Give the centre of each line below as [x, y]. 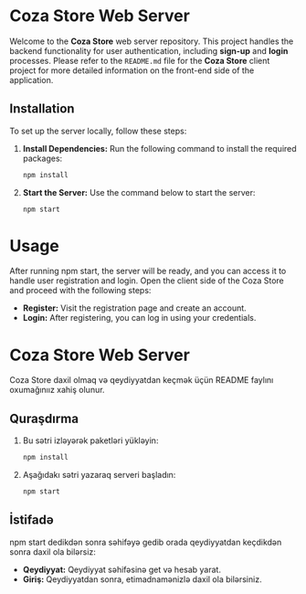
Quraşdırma [44, 418]
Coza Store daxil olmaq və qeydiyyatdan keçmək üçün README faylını [142, 380]
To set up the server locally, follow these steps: [98, 131]
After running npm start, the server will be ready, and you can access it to [148, 271]
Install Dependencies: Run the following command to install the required [159, 148]
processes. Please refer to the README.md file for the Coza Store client [140, 60]
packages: [42, 158]
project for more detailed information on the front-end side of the [132, 70]
